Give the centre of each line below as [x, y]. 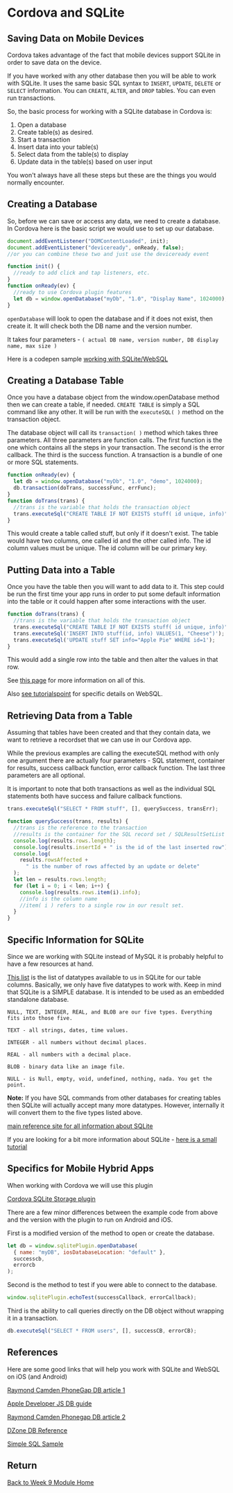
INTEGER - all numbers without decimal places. [77, 1042]
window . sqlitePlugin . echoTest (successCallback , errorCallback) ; [102, 1298]
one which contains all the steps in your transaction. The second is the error [116, 447]
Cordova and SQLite [66, 13]
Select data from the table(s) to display [73, 154]
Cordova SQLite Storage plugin [51, 1199]
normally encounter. [36, 182]
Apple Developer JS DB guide [50, 1404]
